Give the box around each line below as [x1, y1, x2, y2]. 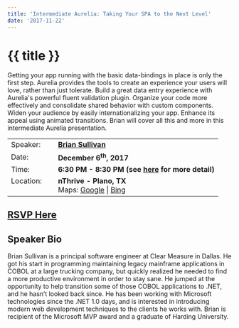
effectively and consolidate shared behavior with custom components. [7, 101, 213, 110]
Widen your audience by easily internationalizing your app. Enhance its [7, 109, 216, 117]
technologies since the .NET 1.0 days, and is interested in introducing [7, 297, 210, 305]
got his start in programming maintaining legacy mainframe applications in [7, 259, 225, 268]
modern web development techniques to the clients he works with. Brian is [7, 305, 226, 313]
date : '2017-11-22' [7, 17, 65, 24]
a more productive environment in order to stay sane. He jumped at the [7, 274, 216, 283]
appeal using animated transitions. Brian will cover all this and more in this [7, 116, 224, 125]
